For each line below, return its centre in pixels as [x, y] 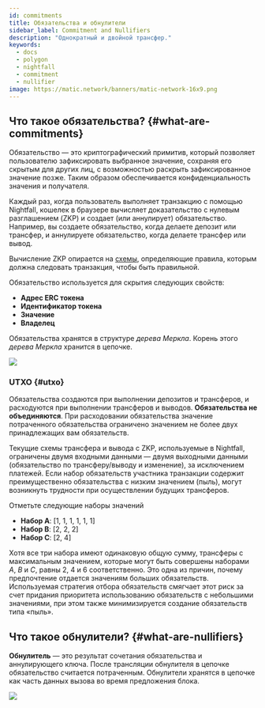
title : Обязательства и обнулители [67, 23]
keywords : [25, 45]
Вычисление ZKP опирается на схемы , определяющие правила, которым [133, 259]
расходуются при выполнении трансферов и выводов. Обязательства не [133, 407]
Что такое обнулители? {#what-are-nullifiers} [126, 636]
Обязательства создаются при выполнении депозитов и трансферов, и [129, 399]
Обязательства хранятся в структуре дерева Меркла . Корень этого [124, 339]
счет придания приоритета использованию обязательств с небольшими [131, 595]
